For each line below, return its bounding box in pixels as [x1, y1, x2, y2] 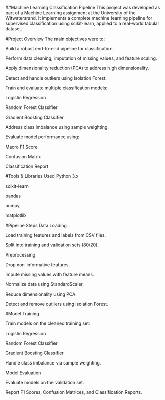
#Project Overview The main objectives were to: [5, 35, 105, 42]
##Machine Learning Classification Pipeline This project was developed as [5, 5, 160, 10]
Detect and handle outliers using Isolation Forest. [5, 75, 107, 81]
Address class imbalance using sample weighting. [5, 124, 109, 130]
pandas [5, 193, 21, 199]
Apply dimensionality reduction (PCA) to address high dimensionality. [5, 65, 149, 71]
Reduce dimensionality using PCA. [5, 291, 77, 297]
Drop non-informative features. [5, 262, 70, 268]
